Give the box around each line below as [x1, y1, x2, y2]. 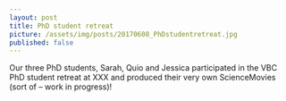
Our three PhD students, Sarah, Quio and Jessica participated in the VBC [9, 63, 278, 73]
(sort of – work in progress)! [9, 81, 113, 92]
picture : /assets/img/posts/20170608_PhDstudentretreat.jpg [9, 29, 239, 38]
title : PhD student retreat [9, 21, 114, 30]
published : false [9, 38, 74, 47]
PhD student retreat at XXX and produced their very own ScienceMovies [9, 72, 276, 83]
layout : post [9, 13, 58, 22]
